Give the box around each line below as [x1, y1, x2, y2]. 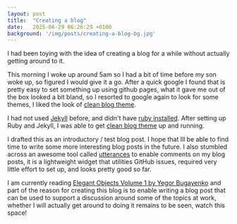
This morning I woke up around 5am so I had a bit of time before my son [7, 70, 217, 79]
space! [7, 209, 28, 217]
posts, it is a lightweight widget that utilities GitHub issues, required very [7, 158, 217, 166]
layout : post [7, 10, 46, 18]
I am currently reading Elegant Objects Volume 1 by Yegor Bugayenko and [7, 179, 221, 187]
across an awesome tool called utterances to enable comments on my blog [7, 150, 226, 158]
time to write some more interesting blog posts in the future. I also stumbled [7, 142, 228, 151]
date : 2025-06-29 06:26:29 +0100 [7, 23, 112, 30]
